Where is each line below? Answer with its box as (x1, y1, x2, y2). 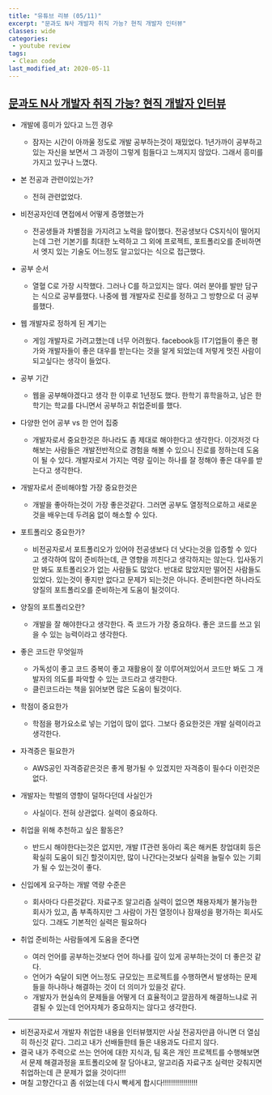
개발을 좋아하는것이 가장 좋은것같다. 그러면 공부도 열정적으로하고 (32, 499, 236, 509)
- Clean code (11, 58, 57, 66)
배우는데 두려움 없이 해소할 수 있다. (47, 510, 158, 520)
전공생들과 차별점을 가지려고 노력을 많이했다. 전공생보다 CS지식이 (32, 226, 240, 236)
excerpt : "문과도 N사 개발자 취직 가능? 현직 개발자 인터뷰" (8, 19, 187, 28)
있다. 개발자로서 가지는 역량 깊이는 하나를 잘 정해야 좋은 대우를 (57, 455, 255, 464)
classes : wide (8, 27, 57, 35)
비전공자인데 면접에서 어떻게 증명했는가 (19, 208, 144, 219)
